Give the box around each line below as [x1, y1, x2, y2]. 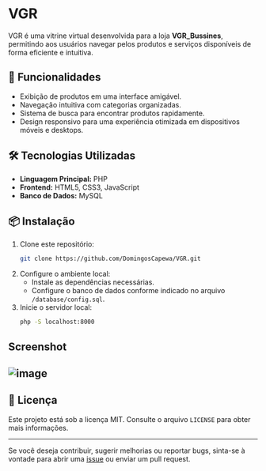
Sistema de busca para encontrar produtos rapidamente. [19, 108, 205, 118]
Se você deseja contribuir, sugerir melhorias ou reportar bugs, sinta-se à [8, 446, 245, 455]
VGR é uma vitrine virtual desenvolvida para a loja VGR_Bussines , [8, 31, 223, 40]
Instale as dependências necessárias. [31, 277, 154, 287]
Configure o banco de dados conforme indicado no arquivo [31, 286, 226, 296]
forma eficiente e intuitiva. [8, 47, 93, 57]
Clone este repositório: [19, 239, 95, 249]
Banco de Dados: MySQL [19, 190, 103, 200]
